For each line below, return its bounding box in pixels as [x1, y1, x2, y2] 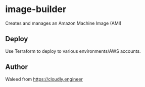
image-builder [5, 4, 67, 15]
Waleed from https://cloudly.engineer [5, 76, 83, 82]
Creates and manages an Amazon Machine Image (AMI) [5, 20, 122, 26]
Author [5, 63, 28, 71]
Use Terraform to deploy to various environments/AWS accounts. [5, 48, 141, 54]
